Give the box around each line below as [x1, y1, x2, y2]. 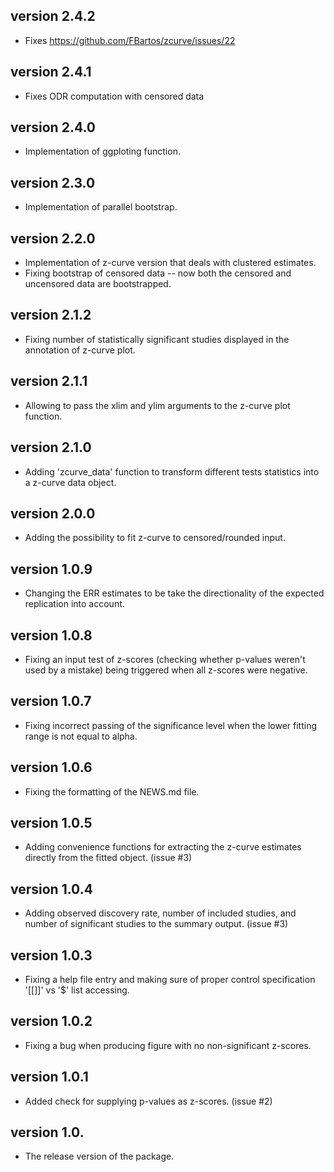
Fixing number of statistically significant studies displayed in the [24, 333, 290, 345]
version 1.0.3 [10, 947, 93, 964]
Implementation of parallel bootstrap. [24, 201, 178, 213]
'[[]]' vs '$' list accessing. [24, 984, 130, 996]
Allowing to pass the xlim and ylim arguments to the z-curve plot [24, 399, 291, 411]
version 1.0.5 [10, 814, 93, 831]
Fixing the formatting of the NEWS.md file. [24, 785, 200, 798]
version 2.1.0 [10, 439, 92, 456]
